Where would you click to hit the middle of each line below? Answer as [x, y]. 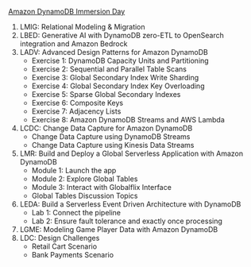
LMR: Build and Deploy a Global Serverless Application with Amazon [131, 153]
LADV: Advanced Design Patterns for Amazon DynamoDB [114, 52]
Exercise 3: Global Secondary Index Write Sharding [115, 77]
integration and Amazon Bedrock [73, 44]
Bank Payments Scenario [72, 255]
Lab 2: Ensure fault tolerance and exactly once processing [127, 221]
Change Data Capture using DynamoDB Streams [111, 137]
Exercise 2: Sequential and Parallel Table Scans [109, 69]
